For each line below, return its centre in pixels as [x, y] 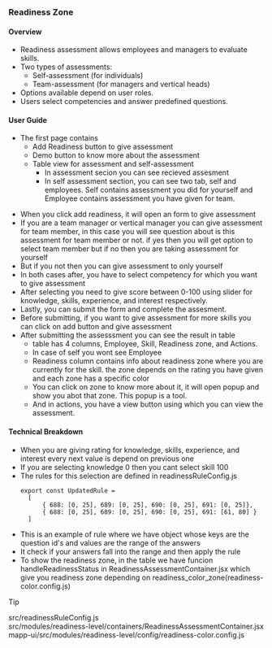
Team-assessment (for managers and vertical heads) [121, 85]
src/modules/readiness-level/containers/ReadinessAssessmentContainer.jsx [136, 626]
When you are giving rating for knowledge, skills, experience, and [130, 450]
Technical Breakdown [46, 431]
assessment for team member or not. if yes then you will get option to [136, 240]
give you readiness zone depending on [85, 577]
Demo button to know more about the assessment [116, 155]
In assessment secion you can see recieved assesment [136, 172]
